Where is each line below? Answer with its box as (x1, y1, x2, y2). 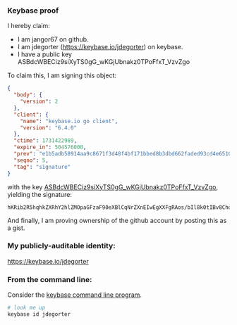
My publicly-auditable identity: (7, 241, 116, 251)
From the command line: (7, 274, 92, 284)
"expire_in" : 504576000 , (13, 144, 87, 151)
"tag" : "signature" (13, 163, 71, 170)
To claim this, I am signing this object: (7, 71, 117, 79)
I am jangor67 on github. (17, 35, 90, 44)
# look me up (7, 305, 46, 312)
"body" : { (13, 91, 42, 98)
